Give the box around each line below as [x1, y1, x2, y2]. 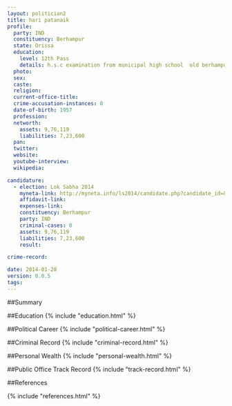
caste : [13, 81, 32, 88]
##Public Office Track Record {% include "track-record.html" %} [7, 365, 191, 373]
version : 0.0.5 [7, 273, 51, 280]
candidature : [7, 177, 45, 184]
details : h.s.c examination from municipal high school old [19, 62, 199, 68]
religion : [13, 87, 41, 94]
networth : [13, 119, 41, 127]
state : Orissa [13, 42, 54, 49]
